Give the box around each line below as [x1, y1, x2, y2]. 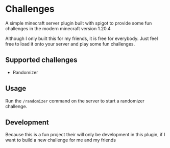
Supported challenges [5, 56, 78, 65]
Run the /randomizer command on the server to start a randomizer [5, 98, 144, 104]
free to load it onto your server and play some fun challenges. [5, 40, 135, 47]
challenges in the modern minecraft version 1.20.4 [5, 25, 111, 31]
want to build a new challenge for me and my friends [5, 137, 116, 143]
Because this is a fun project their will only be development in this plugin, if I [5, 132, 165, 138]
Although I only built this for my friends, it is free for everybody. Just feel [5, 35, 158, 41]
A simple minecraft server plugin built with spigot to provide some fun [5, 20, 152, 26]
